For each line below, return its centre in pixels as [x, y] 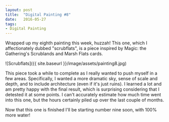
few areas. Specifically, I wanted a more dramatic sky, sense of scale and [81, 79]
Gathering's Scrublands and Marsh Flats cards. [54, 54]
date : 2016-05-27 [26, 19]
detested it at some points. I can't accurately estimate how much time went [83, 95]
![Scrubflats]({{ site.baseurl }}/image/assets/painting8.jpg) [66, 64]
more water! [18, 115]
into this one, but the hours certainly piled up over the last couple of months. [85, 100]
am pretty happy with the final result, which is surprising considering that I [82, 89]
